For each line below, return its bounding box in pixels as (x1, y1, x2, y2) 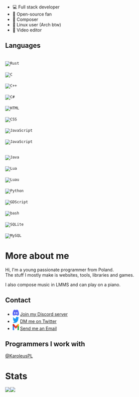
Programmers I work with (5, 340, 86, 348)
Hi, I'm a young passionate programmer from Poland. (5, 267, 114, 273)
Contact (5, 296, 31, 304)
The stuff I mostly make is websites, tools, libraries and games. (5, 272, 135, 278)
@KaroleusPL (5, 353, 33, 359)
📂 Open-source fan (12, 11, 52, 17)
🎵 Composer (12, 16, 38, 22)
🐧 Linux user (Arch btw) (12, 22, 61, 27)
